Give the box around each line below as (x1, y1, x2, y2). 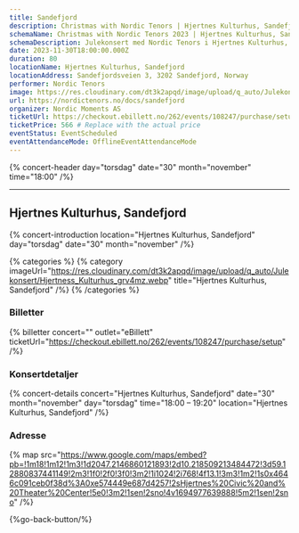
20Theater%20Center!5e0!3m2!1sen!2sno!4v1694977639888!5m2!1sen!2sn (9, 488, 289, 498)
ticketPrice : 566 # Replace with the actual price (9, 121, 201, 130)
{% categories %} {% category (9, 256, 123, 266)
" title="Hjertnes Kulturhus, (167, 275, 267, 285)
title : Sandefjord (9, 12, 77, 22)
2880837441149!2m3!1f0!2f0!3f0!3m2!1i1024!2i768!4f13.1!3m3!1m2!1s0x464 (9, 469, 289, 480)
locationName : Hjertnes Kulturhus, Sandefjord (9, 63, 185, 72)
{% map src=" (9, 449, 61, 460)
